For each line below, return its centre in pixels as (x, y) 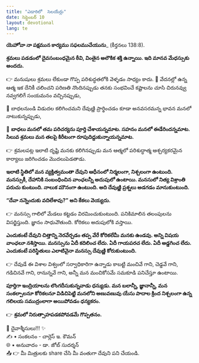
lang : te (17, 28)
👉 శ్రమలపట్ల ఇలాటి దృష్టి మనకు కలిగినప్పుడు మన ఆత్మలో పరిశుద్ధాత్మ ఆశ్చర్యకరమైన (94, 150)
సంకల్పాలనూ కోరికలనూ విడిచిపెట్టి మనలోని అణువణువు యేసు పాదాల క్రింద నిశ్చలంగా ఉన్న (99, 294)
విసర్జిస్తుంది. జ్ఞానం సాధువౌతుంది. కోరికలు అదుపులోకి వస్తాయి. (70, 222)
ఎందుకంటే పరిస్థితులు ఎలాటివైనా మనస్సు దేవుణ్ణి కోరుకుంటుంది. (71, 251)
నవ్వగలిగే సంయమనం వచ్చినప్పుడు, (44, 95)
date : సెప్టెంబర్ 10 (25, 17)
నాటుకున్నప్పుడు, (24, 116)
